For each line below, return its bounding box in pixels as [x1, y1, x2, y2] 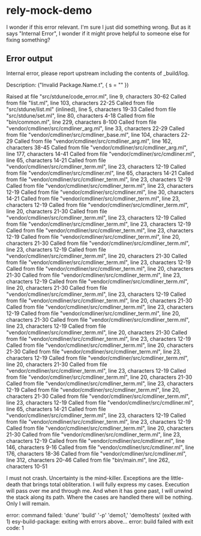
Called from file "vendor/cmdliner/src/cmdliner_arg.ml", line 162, [14, 137, 173, 145]
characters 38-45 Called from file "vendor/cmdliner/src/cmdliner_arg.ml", [6, 143, 188, 151]
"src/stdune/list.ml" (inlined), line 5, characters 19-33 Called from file [6, 106, 176, 113]
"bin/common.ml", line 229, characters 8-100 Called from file [6, 118, 157, 125]
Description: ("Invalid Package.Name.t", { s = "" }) [6, 81, 129, 88]
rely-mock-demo [6, 4, 92, 17]
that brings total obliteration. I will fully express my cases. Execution [22, 481, 190, 488]
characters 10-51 [6, 463, 48, 470]
